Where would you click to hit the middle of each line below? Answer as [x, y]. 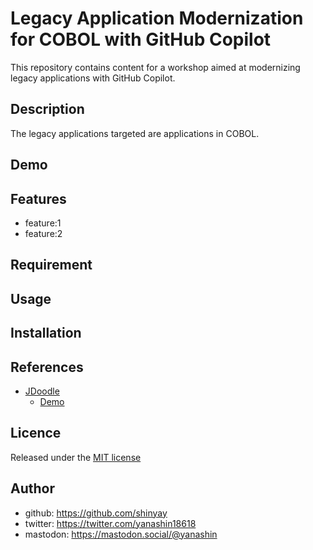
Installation [46, 333]
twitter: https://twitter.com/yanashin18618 [110, 523]
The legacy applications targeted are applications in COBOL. [135, 133]
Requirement [51, 265]
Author [32, 488]
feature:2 [43, 233]
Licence [36, 433]
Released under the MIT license [76, 457]
